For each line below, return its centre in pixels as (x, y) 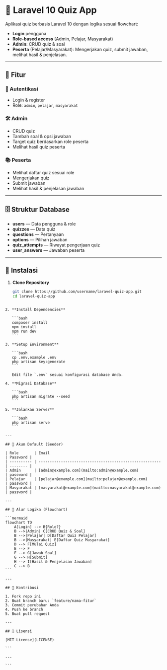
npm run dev (24, 331)
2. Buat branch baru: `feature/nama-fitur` (51, 600)
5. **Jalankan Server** (30, 409)
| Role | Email (28, 453)
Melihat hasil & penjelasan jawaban (48, 189)
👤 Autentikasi (22, 89)
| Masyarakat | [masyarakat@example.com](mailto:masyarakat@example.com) (83, 488)
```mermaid (16, 518)
